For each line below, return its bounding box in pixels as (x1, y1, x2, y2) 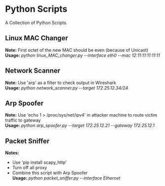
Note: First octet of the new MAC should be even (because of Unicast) (5, 47, 149, 53)
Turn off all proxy (12, 165, 47, 171)
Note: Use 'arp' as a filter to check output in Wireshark (5, 80, 117, 86)
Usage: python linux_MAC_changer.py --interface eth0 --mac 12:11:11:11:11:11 (5, 52, 160, 58)
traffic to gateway (5, 117, 41, 124)
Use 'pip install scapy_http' (12, 159, 67, 165)
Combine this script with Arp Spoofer (12, 170, 88, 176)
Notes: (5, 150, 20, 156)
